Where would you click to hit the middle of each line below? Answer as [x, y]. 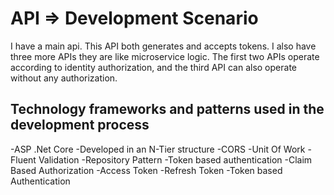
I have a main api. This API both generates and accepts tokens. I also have [163, 46]
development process [80, 125]
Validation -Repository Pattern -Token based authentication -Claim [175, 159]
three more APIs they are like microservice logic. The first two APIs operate [165, 56]
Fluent [23, 159]
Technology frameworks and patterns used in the [167, 109]
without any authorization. [64, 78]
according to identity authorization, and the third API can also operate [153, 67]
